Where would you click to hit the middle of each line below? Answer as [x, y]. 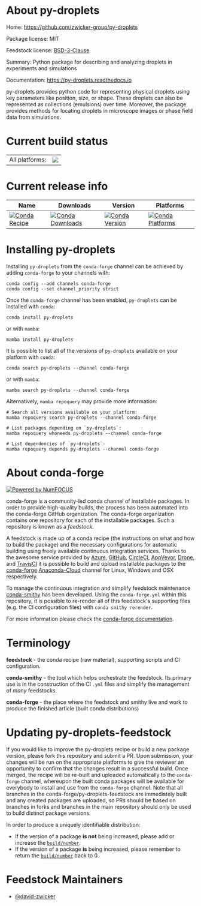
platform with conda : [31, 357]
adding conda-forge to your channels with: [58, 272]
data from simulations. [34, 117]
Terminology [38, 643]
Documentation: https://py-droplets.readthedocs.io [69, 80]
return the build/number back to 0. [57, 855]
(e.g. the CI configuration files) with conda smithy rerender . [79, 607]
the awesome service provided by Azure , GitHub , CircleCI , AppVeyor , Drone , [100, 557]
